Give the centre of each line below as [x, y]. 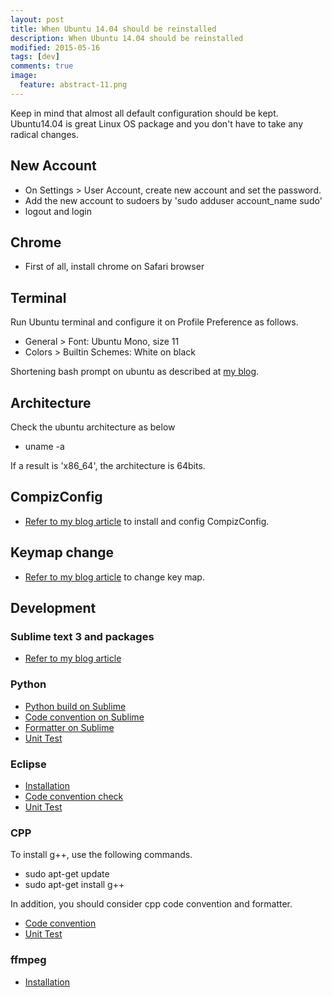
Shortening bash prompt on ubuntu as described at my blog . [135, 372]
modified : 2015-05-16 [55, 47]
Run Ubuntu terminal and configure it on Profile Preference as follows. [154, 322]
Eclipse [28, 764]
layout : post [37, 19]
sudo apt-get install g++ [74, 885]
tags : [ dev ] [35, 57]
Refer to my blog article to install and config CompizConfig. [147, 521]
